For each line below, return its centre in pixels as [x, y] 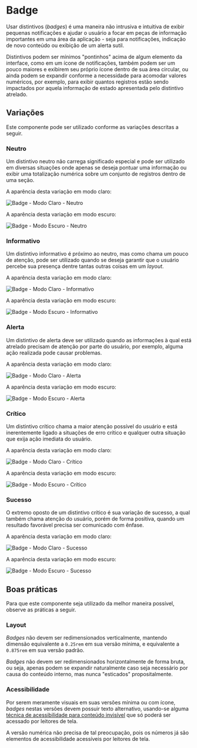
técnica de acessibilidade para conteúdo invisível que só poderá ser [89, 715]
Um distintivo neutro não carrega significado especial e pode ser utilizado [96, 161]
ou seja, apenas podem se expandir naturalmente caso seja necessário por [97, 668]
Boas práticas [32, 589]
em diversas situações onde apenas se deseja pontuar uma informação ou [96, 168]
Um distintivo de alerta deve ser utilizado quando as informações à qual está [99, 340]
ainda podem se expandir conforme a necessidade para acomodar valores [96, 75]
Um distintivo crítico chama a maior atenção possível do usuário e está [92, 426]
